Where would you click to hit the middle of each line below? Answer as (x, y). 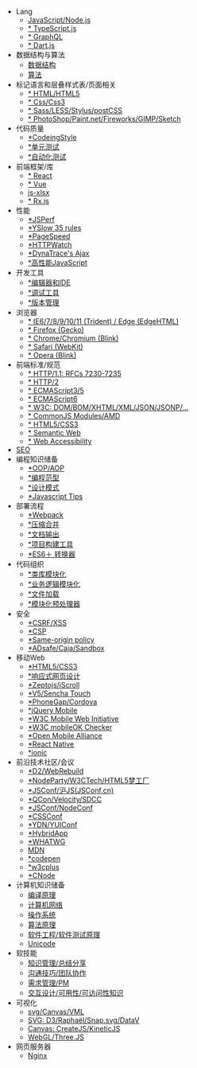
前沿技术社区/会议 (45, 762)
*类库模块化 (47, 574)
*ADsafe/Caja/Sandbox (66, 648)
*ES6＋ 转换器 (51, 554)
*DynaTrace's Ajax (58, 253)
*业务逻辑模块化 (54, 584)
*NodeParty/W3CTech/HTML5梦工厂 (88, 780)
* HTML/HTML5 (54, 94)
